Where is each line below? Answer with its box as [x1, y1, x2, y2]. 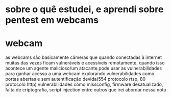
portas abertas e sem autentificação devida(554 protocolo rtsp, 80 [5, 76, 146, 82]
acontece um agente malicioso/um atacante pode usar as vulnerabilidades [5, 65, 162, 72]
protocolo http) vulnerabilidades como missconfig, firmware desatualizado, [5, 81, 163, 87]
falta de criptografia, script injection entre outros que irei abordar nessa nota [5, 87, 166, 93]
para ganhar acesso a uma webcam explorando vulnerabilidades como [5, 71, 155, 77]
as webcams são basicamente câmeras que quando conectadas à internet [5, 54, 162, 60]
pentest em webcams [5, 14, 99, 26]
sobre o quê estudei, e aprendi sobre [5, 4, 164, 15]
